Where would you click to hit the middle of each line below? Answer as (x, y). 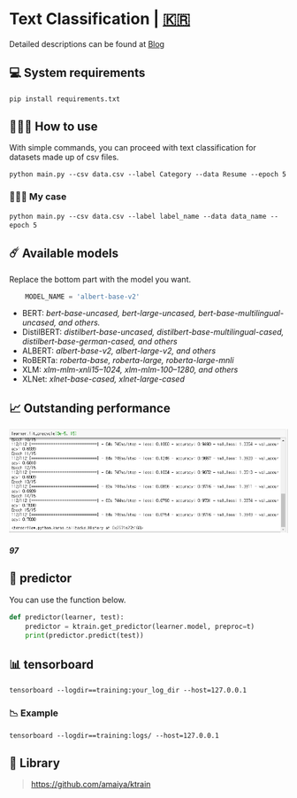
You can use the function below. (68, 600)
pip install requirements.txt (65, 99)
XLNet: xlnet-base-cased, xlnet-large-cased (103, 379)
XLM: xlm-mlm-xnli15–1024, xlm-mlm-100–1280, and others (130, 370)
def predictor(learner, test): (67, 617)
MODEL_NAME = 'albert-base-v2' (83, 297)
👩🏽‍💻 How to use (54, 127)
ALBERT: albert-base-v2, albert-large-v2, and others (119, 351)
